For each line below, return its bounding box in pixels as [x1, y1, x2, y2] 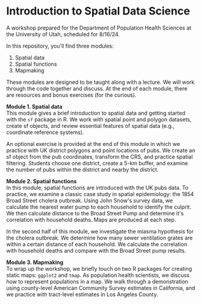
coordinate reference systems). [6, 128, 84, 136]
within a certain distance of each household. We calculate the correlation [6, 240, 188, 248]
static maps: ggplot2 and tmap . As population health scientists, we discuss [6, 271, 190, 279]
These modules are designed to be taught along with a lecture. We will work [6, 78, 195, 86]
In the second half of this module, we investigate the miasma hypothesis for [6, 227, 194, 235]
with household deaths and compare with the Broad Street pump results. [6, 247, 187, 254]
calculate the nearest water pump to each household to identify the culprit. [6, 203, 191, 211]
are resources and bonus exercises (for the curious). [6, 91, 137, 98]
